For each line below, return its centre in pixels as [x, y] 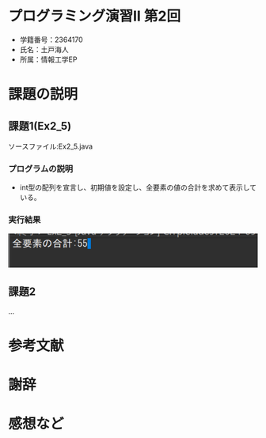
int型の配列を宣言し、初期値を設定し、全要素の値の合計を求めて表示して [138, 187]
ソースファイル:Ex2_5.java [51, 146]
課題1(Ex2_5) [40, 126]
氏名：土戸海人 [44, 49]
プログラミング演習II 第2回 [94, 16]
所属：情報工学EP [48, 59]
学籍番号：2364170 [51, 40]
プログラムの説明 [41, 168]
